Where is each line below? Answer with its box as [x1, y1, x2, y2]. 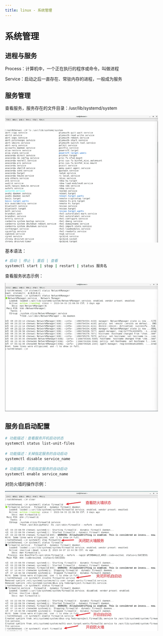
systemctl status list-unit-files [5, 441, 75, 446]
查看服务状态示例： [5, 273, 44, 279]
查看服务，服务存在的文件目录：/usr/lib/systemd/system [5, 105, 117, 111]
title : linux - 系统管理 [5, 8, 52, 13]
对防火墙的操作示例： [5, 481, 48, 487]
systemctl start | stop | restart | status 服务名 [5, 264, 108, 268]
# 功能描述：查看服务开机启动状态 [5, 436, 64, 441]
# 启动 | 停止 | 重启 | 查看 [5, 258, 58, 264]
